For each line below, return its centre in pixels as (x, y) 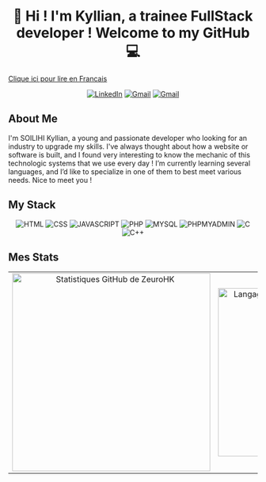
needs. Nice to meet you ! (50, 180)
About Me (33, 119)
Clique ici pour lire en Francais (58, 78)
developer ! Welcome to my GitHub (133, 33)
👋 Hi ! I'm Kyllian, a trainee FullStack (133, 16)
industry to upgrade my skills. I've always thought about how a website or (128, 146)
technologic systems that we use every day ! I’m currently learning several (129, 163)
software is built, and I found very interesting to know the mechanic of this (129, 154)
